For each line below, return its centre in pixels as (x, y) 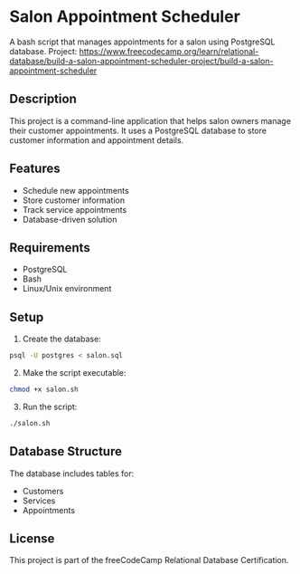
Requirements (50, 248)
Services (39, 501)
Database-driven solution (70, 219)
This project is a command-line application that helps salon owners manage (150, 120)
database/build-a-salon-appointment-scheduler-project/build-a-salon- (141, 61)
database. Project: (43, 51)
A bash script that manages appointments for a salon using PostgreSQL (142, 42)
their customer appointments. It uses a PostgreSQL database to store (138, 130)
